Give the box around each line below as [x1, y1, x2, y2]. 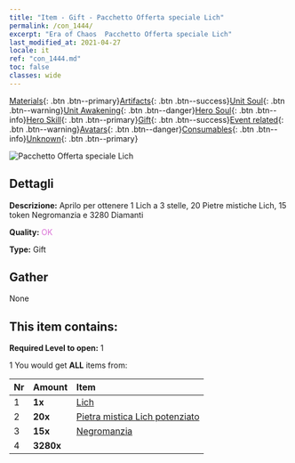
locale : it [9, 46, 50, 55]
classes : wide [9, 71, 62, 80]
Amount [32, 381, 68, 394]
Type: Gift [9, 244, 46, 255]
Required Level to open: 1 [9, 343, 104, 353]
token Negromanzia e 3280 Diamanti [9, 209, 144, 220]
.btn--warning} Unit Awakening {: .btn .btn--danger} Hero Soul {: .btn [9, 104, 254, 116]
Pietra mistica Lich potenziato [76, 410, 200, 423]
